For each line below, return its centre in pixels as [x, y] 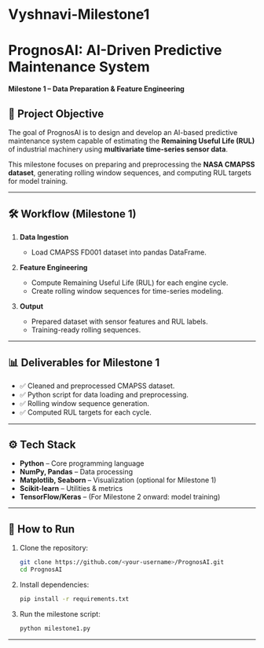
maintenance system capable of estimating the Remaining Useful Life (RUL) [132, 141]
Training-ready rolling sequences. [86, 329]
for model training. [38, 181]
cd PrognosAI [41, 570]
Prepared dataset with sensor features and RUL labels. [119, 321]
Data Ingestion [44, 236]
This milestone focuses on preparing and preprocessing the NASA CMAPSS [132, 164]
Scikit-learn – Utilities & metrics [71, 489]
